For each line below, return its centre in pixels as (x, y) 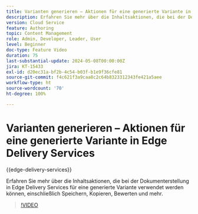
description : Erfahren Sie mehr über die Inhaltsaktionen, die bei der (96, 17)
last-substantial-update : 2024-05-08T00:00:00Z (66, 61)
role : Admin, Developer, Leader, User (54, 39)
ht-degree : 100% (26, 94)
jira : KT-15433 (25, 66)
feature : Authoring (30, 28)
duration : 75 (22, 55)
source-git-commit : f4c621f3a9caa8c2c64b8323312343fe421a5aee (84, 77)
